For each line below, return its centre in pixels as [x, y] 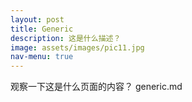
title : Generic [42, 29]
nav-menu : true [42, 57]
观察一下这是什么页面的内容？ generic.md [96, 87]
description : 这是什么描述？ [66, 38]
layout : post [37, 19]
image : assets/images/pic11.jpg [77, 47]
